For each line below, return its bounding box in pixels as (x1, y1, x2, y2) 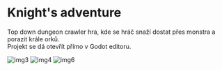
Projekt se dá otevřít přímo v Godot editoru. (7, 42, 132, 50)
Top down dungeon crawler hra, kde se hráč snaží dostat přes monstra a (7, 28, 216, 36)
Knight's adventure (7, 5, 122, 21)
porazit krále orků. (7, 34, 60, 43)
